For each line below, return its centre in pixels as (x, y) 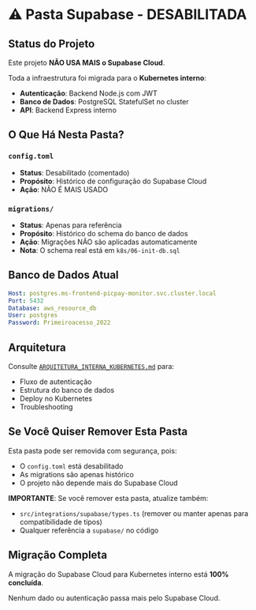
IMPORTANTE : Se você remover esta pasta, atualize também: (108, 498)
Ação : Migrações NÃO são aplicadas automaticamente (108, 242)
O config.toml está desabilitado (71, 466)
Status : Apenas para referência (70, 225)
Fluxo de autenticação (56, 382)
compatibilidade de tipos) (61, 522)
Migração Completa (58, 555)
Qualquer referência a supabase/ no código (89, 530)
